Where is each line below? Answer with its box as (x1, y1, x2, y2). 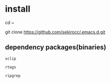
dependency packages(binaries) (5, 43, 106, 52)
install (5, 3, 31, 15)
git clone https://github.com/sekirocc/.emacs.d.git (5, 29, 106, 35)
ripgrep (5, 73, 21, 78)
